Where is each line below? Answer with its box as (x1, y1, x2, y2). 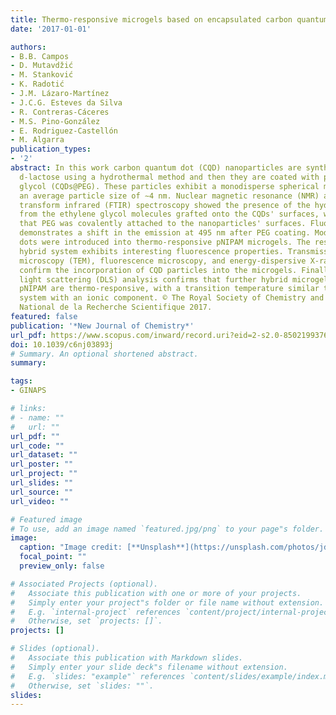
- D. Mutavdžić (10, 61, 74, 71)
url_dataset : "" (10, 450, 78, 460)
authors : (10, 42, 47, 52)
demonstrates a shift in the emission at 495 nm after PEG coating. (19, 228, 311, 238)
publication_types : (10, 144, 92, 155)
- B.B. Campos (10, 51, 70, 61)
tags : (10, 376, 33, 386)
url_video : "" (10, 496, 70, 506)
